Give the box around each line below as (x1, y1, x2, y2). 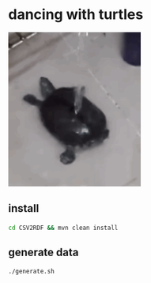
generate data (8, 246, 79, 259)
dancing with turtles (8, 6, 144, 24)
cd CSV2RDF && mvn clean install (8, 224, 119, 232)
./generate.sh (8, 267, 55, 276)
